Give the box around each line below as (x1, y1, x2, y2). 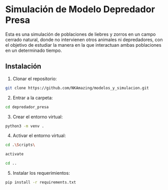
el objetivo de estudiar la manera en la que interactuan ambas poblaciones (5, 42, 162, 48)
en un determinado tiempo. (5, 47, 62, 53)
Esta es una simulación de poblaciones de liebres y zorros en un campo (5, 31, 156, 37)
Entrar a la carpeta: (12, 94, 53, 101)
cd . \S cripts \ (5, 142, 36, 148)
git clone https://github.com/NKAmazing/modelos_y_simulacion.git (5, 85, 149, 90)
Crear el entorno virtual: (12, 113, 63, 120)
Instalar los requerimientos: (12, 170, 70, 176)
